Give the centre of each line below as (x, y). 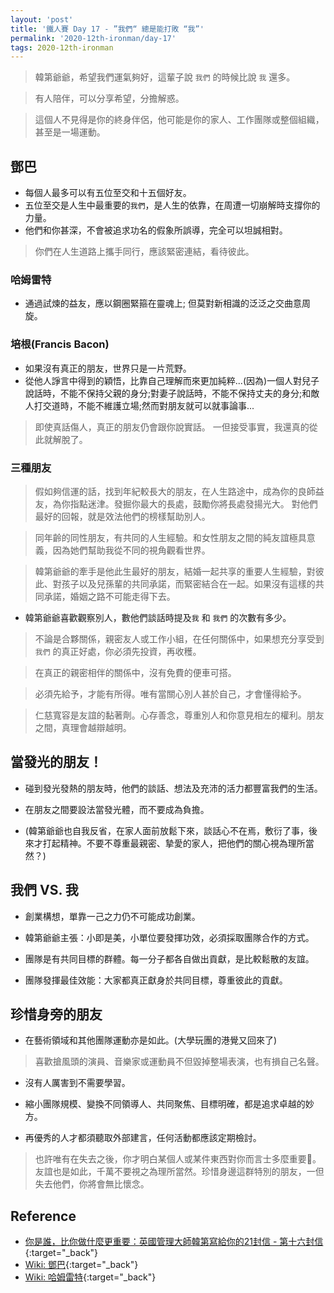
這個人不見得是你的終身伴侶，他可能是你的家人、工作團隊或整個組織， (179, 120)
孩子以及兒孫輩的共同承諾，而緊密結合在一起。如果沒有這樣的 (188, 583)
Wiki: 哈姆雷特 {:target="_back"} (90, 1277)
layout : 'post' (42, 19)
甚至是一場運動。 (70, 132)
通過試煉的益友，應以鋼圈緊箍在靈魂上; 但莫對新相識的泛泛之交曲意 (163, 303)
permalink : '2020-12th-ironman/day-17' (93, 38)
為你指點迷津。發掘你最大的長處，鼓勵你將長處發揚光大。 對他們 (185, 503)
